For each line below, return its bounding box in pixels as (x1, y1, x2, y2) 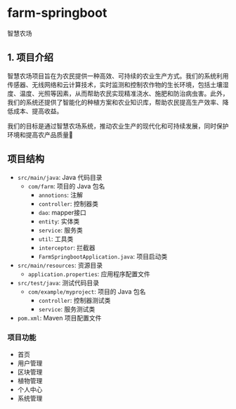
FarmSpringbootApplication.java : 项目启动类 (38, 252, 168, 261)
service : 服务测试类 (38, 304, 96, 313)
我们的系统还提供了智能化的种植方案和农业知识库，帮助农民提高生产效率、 (7, 98, 223, 106)
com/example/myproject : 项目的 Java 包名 (27, 287, 146, 296)
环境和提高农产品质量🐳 (7, 130, 74, 138)
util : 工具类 (38, 234, 74, 243)
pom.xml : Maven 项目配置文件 (17, 313, 102, 322)
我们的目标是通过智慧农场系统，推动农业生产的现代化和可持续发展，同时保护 (7, 122, 229, 130)
